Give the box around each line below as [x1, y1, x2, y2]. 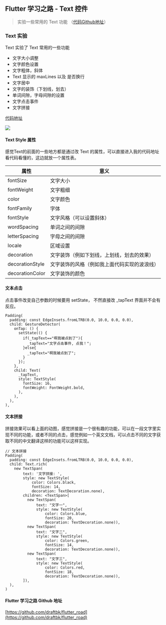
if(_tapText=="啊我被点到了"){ [23, 336, 83, 341]
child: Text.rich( [9, 462, 48, 467]
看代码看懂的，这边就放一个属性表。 [5, 155, 79, 161]
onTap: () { [14, 326, 39, 331]
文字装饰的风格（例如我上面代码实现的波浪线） [50, 261, 159, 268]
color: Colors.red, [44, 565, 85, 570]
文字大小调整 [12, 55, 39, 61]
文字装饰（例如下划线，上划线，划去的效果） [50, 252, 154, 259]
